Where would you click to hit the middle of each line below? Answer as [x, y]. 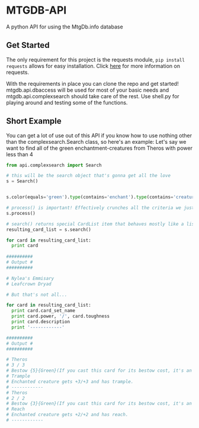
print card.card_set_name [44, 311]
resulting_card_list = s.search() [49, 229]
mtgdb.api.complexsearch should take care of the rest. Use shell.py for [93, 96]
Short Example [34, 121]
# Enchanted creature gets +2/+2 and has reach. [67, 415]
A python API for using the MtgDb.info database [65, 27]
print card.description [41, 322]
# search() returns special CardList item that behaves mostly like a [95, 224]
